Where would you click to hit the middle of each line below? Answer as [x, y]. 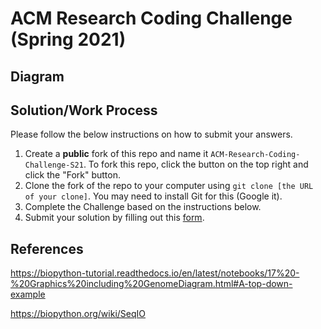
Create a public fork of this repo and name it [116, 154]
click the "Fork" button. [72, 175]
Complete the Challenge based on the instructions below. [143, 207]
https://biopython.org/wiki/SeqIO [78, 314]
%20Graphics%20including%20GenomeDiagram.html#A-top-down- [151, 284]
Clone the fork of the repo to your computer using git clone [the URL [169, 186]
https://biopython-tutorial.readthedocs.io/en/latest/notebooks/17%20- [155, 273]
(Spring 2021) [68, 39]
